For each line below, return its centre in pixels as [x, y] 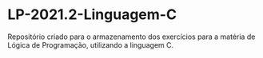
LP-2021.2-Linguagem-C [92, 15]
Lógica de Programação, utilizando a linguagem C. [91, 44]
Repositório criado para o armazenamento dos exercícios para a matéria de [131, 37]
